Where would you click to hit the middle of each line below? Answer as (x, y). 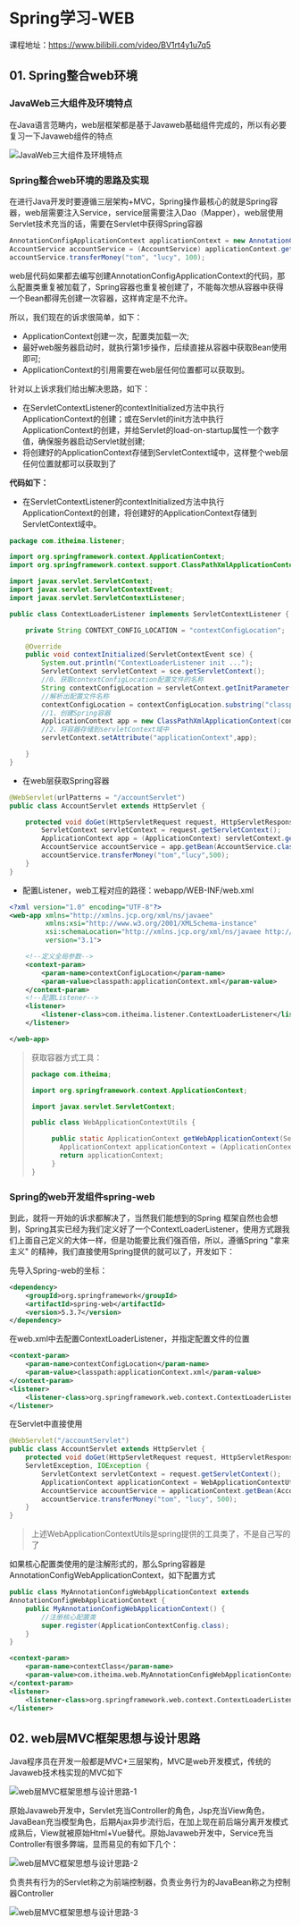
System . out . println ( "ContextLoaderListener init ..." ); (147, 663)
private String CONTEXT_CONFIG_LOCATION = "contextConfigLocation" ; (155, 630)
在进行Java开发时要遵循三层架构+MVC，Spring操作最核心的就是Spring (140, 201)
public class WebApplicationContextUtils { (113, 1123)
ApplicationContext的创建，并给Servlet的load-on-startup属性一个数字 (150, 429)
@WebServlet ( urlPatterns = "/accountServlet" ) (97, 797)
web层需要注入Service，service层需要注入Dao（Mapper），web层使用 (154, 212)
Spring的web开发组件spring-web (82, 1197)
